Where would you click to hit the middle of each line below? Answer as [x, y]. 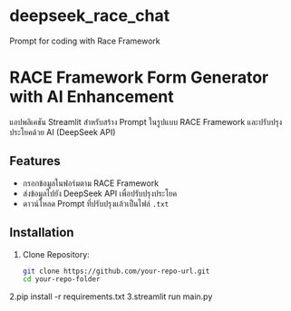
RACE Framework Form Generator [139, 78]
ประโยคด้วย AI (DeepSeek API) [63, 131]
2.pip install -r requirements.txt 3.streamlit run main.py [111, 296]
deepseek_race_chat [90, 16]
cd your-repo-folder [61, 279]
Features [35, 161]
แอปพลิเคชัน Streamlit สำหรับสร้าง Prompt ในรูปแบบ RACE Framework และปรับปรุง [146, 121]
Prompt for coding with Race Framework [85, 41]
